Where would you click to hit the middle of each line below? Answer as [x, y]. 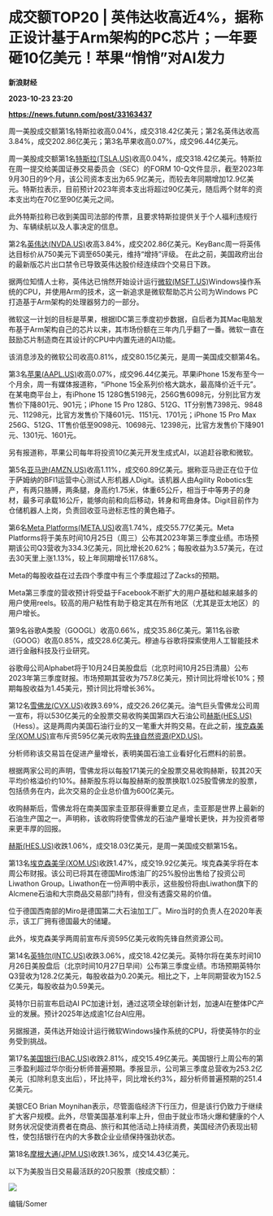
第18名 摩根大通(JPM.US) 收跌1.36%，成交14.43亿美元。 [101, 1153]
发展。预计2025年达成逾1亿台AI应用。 [86, 1013]
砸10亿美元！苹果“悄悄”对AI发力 [117, 58]
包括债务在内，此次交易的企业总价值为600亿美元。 [93, 791]
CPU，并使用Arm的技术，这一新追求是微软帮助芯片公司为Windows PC [140, 291]
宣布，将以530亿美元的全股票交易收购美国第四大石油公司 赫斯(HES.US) [134, 715]
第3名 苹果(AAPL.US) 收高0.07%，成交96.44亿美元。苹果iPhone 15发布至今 [133, 374]
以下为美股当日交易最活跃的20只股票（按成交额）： [93, 1171]
